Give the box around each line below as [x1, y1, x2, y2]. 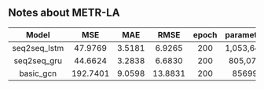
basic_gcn [19, 68, 57, 79]
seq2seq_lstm [12, 42, 64, 53]
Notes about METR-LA [8, 6, 120, 20]
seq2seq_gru [13, 55, 63, 66]
